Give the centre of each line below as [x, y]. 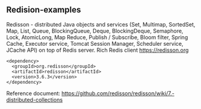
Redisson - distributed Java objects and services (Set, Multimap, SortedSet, [101, 24]
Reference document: [33, 93]
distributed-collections [35, 99]
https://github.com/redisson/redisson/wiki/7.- [118, 93]
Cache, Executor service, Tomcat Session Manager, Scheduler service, [95, 43]
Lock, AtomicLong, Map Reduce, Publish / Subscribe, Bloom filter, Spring [97, 37]
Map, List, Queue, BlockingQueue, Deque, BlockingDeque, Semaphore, [95, 31]
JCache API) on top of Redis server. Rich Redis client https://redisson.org [97, 50]
